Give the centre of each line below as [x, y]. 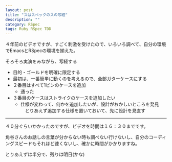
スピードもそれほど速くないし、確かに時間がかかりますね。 [77, 144]
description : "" [23, 19]
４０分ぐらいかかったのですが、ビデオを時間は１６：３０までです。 [77, 126]
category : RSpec [23, 24]
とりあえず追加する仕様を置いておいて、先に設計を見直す [85, 111]
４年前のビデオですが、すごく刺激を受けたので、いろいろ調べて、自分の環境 [86, 44]
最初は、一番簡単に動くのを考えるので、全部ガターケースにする [80, 79]
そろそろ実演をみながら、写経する [41, 61]
